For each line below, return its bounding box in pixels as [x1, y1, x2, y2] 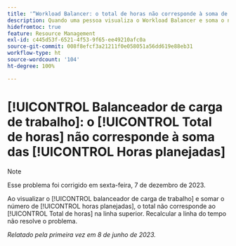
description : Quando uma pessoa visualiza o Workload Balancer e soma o [7, 17, 225, 24]
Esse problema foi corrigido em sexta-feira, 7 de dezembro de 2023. [7, 181, 206, 189]
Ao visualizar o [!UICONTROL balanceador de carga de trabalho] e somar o [7, 194, 225, 202]
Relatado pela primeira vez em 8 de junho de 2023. [7, 230, 156, 239]
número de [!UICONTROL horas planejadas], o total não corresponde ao [7, 202, 216, 210]
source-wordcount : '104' [7, 56, 80, 63]
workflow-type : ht [7, 50, 61, 57]
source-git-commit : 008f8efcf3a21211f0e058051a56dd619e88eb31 [7, 43, 193, 50]
